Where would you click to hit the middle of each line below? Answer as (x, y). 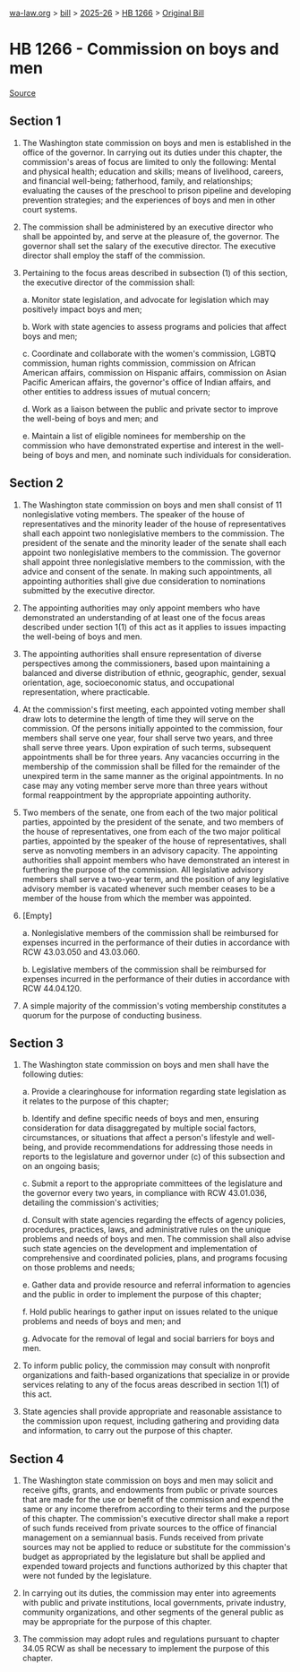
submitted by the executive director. (89, 590)
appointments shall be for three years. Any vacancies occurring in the (151, 757)
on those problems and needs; (79, 1268)
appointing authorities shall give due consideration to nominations (144, 581)
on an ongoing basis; (61, 1166)
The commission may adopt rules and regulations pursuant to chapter (151, 1639)
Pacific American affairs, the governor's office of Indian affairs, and (146, 382)
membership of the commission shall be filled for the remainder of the (151, 767)
